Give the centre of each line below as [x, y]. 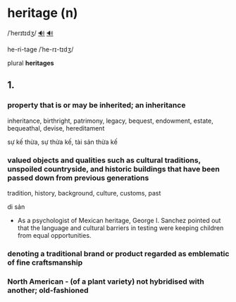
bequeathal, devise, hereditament [56, 128]
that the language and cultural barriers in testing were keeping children [120, 228]
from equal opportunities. [54, 235]
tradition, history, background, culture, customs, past [84, 193]
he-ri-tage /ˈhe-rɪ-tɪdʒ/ [41, 49]
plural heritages [31, 63]
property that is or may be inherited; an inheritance [97, 105]
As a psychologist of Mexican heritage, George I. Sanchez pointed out [119, 220]
